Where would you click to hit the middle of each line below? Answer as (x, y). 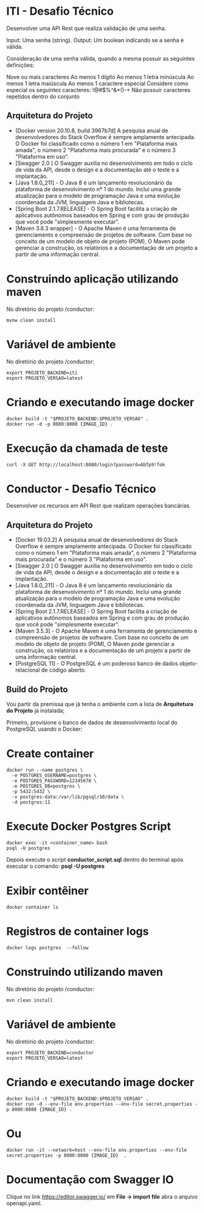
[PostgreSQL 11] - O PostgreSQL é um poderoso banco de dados (97, 664)
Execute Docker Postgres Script (89, 827)
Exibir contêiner (47, 891)
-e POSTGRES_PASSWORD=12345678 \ (54, 781)
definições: (20, 65)
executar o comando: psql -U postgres (56, 866)
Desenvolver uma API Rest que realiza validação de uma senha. (86, 28)
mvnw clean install (31, 320)
